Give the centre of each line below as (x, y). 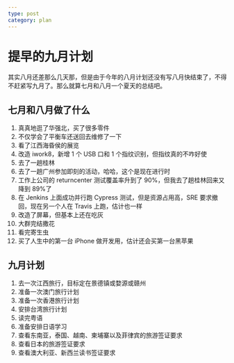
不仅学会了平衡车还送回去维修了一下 (70, 137)
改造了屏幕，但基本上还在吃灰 (60, 215)
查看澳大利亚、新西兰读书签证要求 (67, 353)
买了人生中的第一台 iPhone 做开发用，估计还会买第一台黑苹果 (106, 241)
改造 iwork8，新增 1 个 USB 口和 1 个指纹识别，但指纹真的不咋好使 (112, 154)
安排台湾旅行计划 (42, 309)
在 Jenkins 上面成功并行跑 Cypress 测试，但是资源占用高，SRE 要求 (115, 197)
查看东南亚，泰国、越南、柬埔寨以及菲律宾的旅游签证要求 (100, 335)
